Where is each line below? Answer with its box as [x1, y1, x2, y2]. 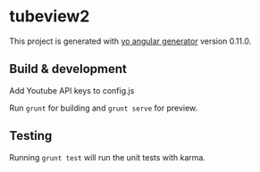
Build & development [9, 61, 127, 77]
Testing [9, 128, 53, 143]
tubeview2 [9, 6, 90, 27]
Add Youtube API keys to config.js [9, 85, 135, 95]
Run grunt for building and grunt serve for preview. [9, 102, 198, 113]
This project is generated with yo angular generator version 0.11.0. [9, 36, 252, 46]
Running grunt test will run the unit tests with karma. [9, 152, 205, 162]
